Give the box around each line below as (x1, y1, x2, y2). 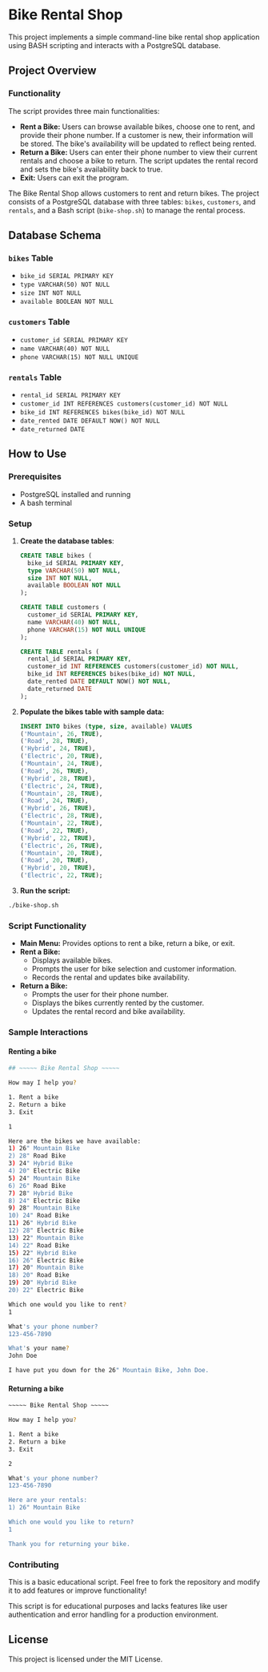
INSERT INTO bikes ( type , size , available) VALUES (19, 722, 193, 730)
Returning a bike (8, 1383, 64, 1393)
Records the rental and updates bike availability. (31, 972, 190, 983)
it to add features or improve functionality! (8, 1585, 147, 1595)
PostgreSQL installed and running (19, 489, 131, 499)
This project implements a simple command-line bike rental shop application (8, 32, 260, 42)
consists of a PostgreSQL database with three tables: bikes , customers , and (8, 196, 256, 206)
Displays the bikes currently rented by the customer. (31, 998, 205, 1008)
